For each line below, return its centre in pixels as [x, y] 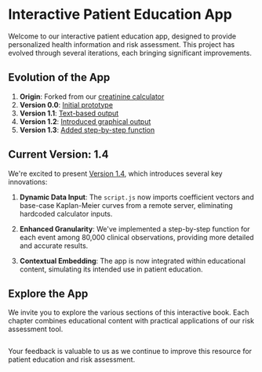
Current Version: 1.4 [58, 155]
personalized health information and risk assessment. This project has [122, 44]
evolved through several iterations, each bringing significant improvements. [130, 53]
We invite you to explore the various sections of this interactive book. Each [129, 312]
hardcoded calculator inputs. [66, 213]
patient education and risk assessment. [72, 359]
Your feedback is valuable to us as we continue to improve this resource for [130, 352]
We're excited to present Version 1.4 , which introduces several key [115, 173]
